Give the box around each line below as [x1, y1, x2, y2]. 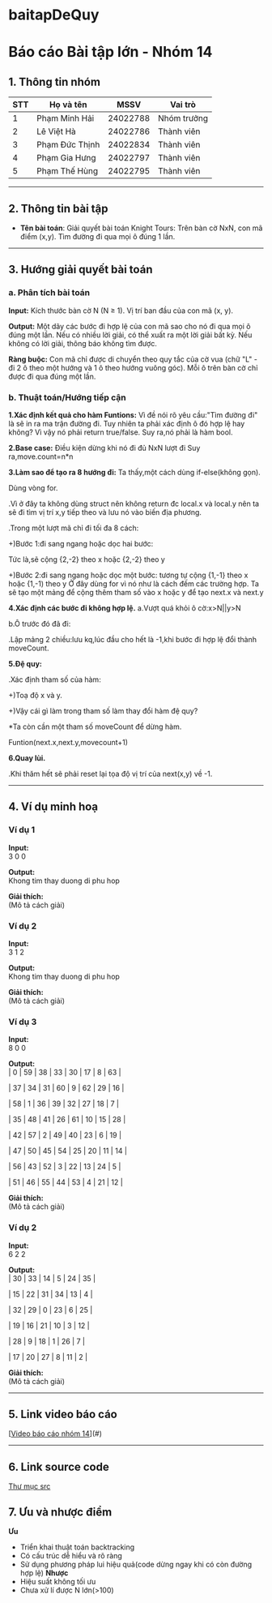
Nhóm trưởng [157, 113, 209, 124]
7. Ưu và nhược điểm [8, 1505, 113, 1519]
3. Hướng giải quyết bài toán [8, 263, 153, 276]
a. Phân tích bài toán [8, 287, 91, 298]
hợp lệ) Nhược [19, 1568, 69, 1578]
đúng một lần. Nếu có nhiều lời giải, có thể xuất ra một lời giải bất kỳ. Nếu [8, 330, 253, 340]
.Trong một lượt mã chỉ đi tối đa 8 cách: [8, 523, 139, 533]
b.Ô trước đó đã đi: [8, 619, 71, 628]
